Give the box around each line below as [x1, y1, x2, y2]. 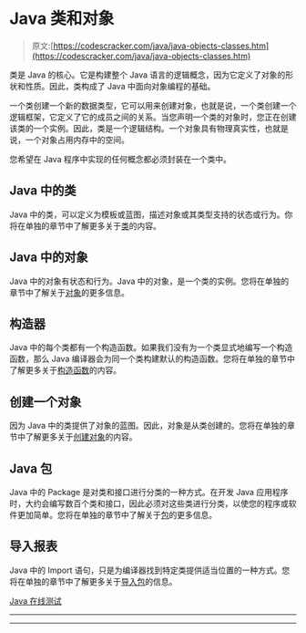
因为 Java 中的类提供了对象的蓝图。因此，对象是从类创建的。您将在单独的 [9, 420, 288, 431]
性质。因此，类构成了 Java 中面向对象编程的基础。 [25, 80, 216, 91]
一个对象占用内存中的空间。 [25, 134, 129, 145]
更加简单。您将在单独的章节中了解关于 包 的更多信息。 [16, 510, 217, 520]
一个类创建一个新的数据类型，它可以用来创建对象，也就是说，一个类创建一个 [9, 99, 297, 110]
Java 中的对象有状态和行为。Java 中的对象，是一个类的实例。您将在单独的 [9, 275, 290, 286]
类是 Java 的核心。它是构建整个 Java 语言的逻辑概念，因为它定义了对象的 [9, 69, 286, 80]
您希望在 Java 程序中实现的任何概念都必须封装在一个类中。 [9, 153, 232, 164]
